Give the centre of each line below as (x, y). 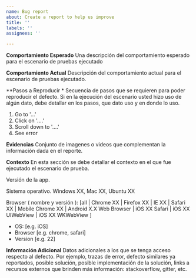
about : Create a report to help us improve (60, 17)
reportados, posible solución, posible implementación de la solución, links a (98, 263)
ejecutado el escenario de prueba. (48, 169)
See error (26, 133)
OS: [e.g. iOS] (31, 226)
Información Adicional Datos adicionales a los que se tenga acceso (88, 250)
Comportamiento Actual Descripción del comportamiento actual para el (94, 73)
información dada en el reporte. (44, 151)
